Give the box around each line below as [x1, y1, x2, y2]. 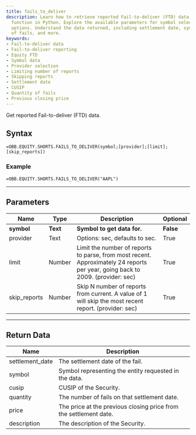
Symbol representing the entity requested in [58, 367, 179, 375]
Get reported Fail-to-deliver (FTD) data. [6, 112, 101, 119]
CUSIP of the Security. [58, 384, 120, 392]
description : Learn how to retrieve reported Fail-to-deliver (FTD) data [6, 14, 190, 20]
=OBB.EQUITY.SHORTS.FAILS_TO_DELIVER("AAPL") [6, 176, 118, 182]
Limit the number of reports [76, 243, 152, 251]
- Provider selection [6, 63, 59, 69]
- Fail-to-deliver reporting [6, 47, 77, 53]
